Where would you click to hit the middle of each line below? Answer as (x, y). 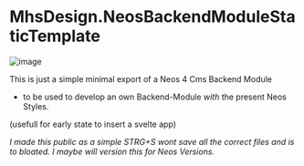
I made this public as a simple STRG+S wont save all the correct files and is (152, 141)
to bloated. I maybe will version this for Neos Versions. (112, 151)
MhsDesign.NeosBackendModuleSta (152, 17)
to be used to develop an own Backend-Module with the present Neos (155, 97)
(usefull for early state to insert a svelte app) (93, 124)
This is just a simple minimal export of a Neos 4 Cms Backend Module (141, 78)
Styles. (36, 106)
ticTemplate (55, 36)
